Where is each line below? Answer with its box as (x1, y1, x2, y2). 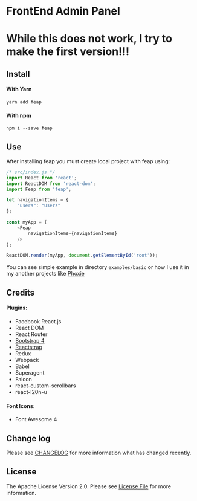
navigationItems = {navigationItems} (28, 230, 118, 236)
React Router (15, 331, 48, 338)
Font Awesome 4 (15, 416, 57, 423)
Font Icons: (6, 402, 35, 409)
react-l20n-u (15, 388, 47, 395)
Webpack (15, 356, 39, 363)
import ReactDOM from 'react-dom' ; (6, 180, 96, 187)
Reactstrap (15, 343, 42, 351)
